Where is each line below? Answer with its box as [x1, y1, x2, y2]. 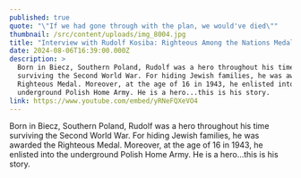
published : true [9, 13, 70, 22]
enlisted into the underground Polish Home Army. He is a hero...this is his [9, 149, 279, 160]
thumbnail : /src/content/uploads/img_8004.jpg [9, 30, 186, 38]
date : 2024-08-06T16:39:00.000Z [9, 47, 130, 55]
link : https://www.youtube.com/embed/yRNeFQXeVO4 [9, 96, 199, 106]
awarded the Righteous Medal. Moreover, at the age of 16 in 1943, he [9, 140, 263, 150]
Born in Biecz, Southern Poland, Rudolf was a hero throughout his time [9, 121, 270, 131]
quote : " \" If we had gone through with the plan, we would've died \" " [9, 21, 279, 30]
